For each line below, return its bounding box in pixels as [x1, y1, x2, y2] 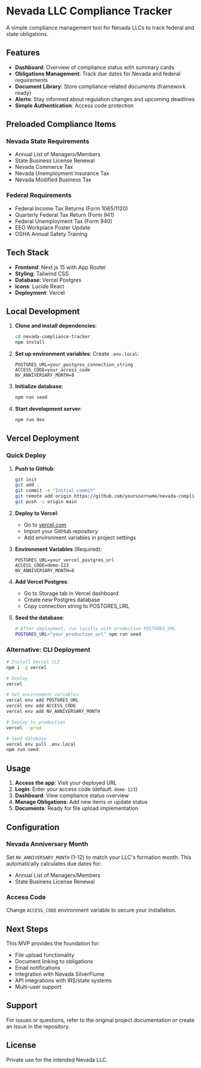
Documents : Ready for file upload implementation [14, 804, 139, 812]
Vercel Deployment [6, 433, 80, 444]
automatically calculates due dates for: [6, 860, 102, 867]
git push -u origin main [14, 499, 77, 505]
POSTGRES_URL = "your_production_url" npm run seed [14, 631, 142, 637]
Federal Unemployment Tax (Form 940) [14, 217, 112, 225]
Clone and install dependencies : [14, 322, 97, 329]
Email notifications [14, 964, 61, 971]
